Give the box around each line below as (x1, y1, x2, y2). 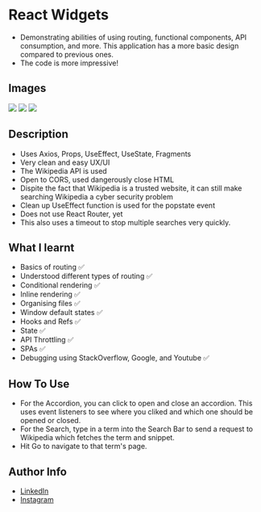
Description (8, 128, 68, 141)
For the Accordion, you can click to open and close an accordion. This (19, 398, 253, 409)
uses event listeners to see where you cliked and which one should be (19, 407, 254, 417)
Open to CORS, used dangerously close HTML (19, 174, 175, 184)
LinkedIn (19, 486, 49, 496)
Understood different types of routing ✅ (19, 271, 153, 281)
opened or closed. (19, 416, 81, 426)
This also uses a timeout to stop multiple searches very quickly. (19, 217, 231, 227)
